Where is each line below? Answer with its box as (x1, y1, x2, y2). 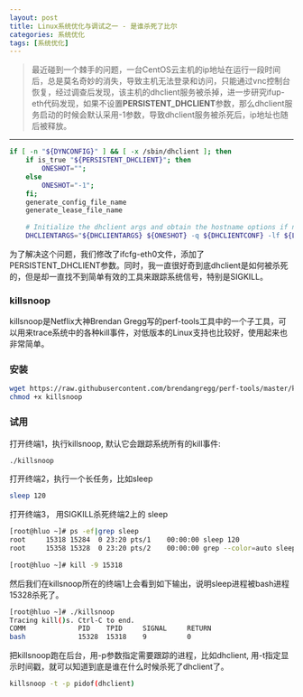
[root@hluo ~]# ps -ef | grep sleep (9, 527, 140, 536)
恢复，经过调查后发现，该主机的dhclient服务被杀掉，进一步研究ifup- (31, 87, 286, 98)
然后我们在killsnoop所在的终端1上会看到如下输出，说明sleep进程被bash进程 (9, 578, 290, 589)
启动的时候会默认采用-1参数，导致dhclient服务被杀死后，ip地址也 (39, 109, 281, 120)
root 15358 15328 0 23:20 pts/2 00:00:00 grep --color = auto (9, 544, 272, 553)
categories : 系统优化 (9, 30, 86, 39)
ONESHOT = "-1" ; (41, 181, 95, 190)
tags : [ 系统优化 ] (9, 38, 69, 48)
